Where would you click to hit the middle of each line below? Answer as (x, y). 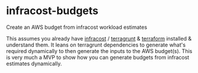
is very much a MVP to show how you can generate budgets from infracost (98, 57)
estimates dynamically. (34, 64)
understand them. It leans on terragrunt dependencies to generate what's (96, 45)
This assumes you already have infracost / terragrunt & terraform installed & (99, 38)
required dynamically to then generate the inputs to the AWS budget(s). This (99, 51)
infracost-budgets (52, 11)
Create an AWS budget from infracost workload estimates (77, 27)
